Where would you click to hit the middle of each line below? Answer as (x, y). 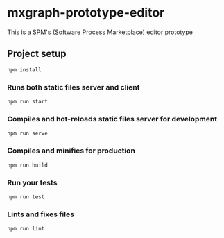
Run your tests (32, 182)
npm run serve (28, 133)
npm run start (28, 102)
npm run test (26, 197)
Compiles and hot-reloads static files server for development (112, 119)
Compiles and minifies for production (71, 151)
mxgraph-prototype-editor (86, 13)
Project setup (37, 54)
